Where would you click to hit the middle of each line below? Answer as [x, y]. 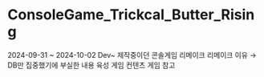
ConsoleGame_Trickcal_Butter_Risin [131, 15]
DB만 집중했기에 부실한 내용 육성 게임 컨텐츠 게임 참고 [91, 65]
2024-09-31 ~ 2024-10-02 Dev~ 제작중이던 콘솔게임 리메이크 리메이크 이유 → [132, 55]
